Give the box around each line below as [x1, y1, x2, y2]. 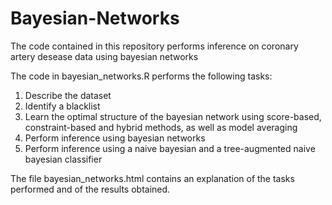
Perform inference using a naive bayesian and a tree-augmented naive [24, 142, 316, 154]
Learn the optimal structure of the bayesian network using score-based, [24, 110, 322, 122]
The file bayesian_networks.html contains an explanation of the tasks [10, 172, 295, 184]
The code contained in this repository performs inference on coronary [10, 40, 299, 52]
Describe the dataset [24, 89, 112, 101]
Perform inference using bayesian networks [24, 132, 206, 144]
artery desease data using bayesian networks [10, 50, 199, 62]
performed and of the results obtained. [10, 183, 171, 195]
